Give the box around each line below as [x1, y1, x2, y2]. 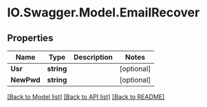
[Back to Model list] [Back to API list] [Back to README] [7, 93, 165, 101]
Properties [7, 32, 54, 44]
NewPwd [10, 75, 41, 84]
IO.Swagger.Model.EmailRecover [7, 5, 200, 21]
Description [73, 53, 113, 62]
